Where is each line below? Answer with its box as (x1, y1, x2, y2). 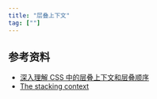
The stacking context (19, 82, 90, 91)
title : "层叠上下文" (8, 11, 70, 20)
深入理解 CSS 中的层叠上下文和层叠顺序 (19, 73, 149, 82)
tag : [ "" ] (8, 19, 41, 27)
